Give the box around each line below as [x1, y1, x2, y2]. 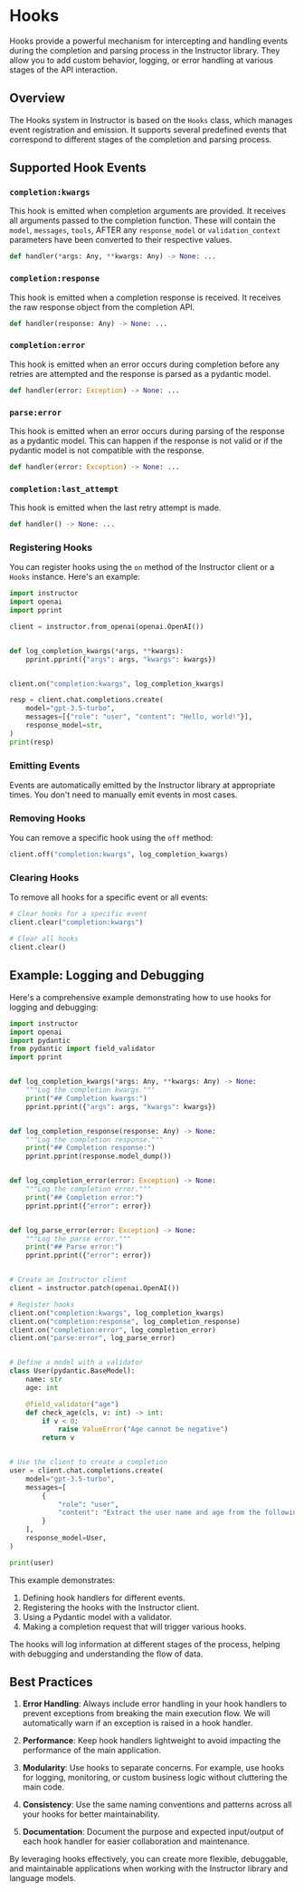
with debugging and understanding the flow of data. [9, 1648, 204, 1659]
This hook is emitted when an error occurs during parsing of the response [9, 425, 285, 436]
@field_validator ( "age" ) [25, 1399, 119, 1409]
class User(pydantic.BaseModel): [9, 1366, 136, 1376]
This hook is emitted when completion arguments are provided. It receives [9, 206, 287, 217]
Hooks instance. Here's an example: [9, 572, 140, 583]
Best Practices [9, 1675, 93, 1690]
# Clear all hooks [9, 934, 79, 943]
